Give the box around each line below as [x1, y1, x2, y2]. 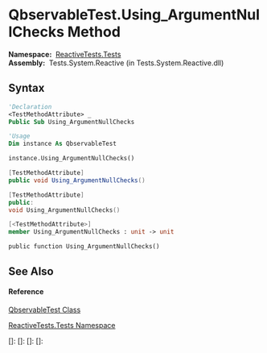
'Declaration [8, 102, 52, 110]
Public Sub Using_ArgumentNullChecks [8, 118, 135, 126]
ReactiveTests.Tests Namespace [8, 320, 116, 330]
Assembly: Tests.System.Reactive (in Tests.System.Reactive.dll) [8, 58, 224, 68]
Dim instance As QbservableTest [8, 139, 117, 148]
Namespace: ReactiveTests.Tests [8, 49, 121, 59]
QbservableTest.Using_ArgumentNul [8, 6, 260, 24]
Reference [8, 287, 44, 297]
